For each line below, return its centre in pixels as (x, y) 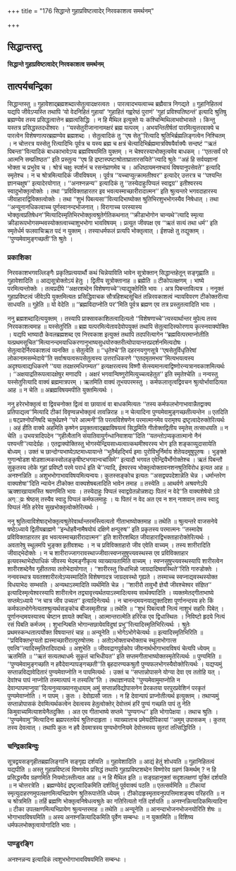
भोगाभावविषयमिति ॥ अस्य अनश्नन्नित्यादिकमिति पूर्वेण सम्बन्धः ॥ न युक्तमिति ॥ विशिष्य (100, 817)
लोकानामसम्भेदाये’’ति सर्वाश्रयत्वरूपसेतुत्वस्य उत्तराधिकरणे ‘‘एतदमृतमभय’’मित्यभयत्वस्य (101, 358)
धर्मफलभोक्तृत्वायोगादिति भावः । (42, 825)
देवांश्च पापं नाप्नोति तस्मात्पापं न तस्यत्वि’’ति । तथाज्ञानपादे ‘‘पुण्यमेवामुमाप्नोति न (94, 680)
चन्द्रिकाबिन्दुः (23, 746)
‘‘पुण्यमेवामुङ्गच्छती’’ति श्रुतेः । (40, 238)
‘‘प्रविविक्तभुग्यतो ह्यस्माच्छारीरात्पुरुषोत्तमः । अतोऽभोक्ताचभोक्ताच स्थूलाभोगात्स (92, 640)
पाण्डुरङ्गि (20, 844)
